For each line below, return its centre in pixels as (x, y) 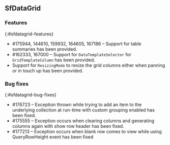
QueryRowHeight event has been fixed (53, 137)
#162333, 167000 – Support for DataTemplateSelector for (72, 54)
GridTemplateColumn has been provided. (53, 60)
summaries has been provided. (45, 49)
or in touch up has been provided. (48, 70)
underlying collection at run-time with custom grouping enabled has (83, 110)
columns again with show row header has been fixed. (68, 126)
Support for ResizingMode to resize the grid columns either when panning (89, 65)
